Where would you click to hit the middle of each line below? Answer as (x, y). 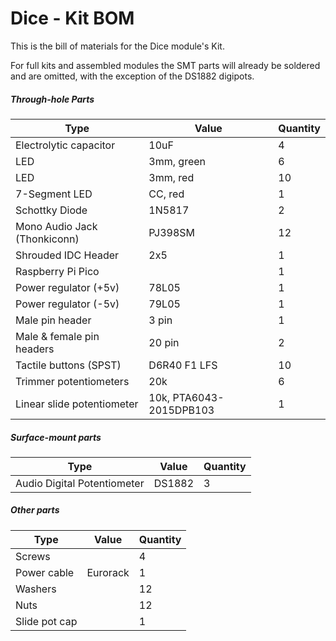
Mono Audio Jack (56, 226)
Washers (36, 589)
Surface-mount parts (56, 437)
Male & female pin (57, 336)
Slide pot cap (46, 621)
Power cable (45, 572)
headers (35, 349)
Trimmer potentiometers (72, 381)
